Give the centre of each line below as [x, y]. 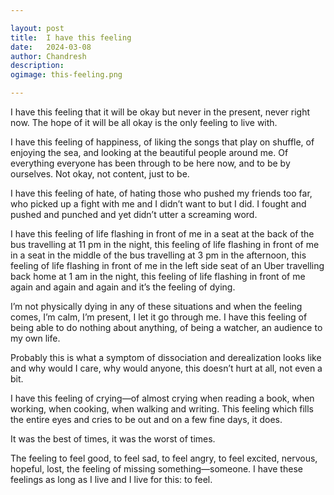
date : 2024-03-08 [51, 47]
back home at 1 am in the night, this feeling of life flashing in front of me [158, 276]
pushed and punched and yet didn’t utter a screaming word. [134, 214]
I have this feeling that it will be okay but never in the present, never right [160, 112]
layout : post [37, 28]
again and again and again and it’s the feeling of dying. [123, 287]
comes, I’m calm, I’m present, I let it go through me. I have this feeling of [159, 317]
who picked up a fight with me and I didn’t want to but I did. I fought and [158, 204]
